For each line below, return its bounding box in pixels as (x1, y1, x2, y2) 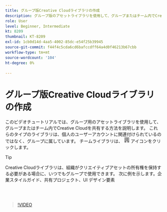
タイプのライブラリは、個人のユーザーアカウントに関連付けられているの (13, 132, 162, 138)
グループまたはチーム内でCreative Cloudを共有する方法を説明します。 (5, 125, 148, 131)
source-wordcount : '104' (5, 55, 57, 60)
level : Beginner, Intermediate (5, 24, 70, 29)
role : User (5, 18, 28, 23)
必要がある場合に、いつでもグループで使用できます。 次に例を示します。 (9, 171, 158, 177)
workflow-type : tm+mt (5, 50, 50, 55)
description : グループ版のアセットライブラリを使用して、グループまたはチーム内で (5, 13, 156, 18)
